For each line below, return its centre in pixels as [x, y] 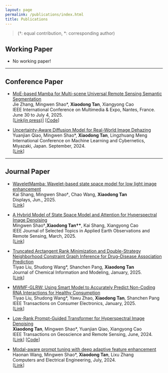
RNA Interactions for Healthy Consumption [56, 292]
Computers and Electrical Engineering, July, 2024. [64, 360]
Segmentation [27, 99]
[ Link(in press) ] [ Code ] [36, 120]
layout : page [19, 10]
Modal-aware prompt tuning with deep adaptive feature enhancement [84, 349]
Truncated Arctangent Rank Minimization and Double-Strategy [76, 251]
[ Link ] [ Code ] [26, 339]
